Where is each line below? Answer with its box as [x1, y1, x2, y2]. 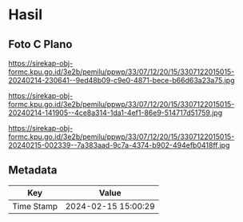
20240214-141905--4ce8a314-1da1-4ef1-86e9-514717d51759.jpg [8, 108, 222, 117]
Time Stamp [12, 200, 58, 212]
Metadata [8, 164, 58, 177]
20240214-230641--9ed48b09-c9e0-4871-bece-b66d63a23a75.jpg [8, 76, 235, 85]
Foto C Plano [8, 38, 73, 51]
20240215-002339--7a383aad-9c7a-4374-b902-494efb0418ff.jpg [8, 141, 230, 149]
